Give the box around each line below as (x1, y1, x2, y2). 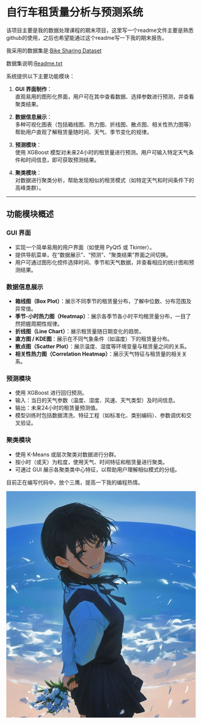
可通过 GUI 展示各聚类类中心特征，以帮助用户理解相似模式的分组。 (14, 465, 180, 473)
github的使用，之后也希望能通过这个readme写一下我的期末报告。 (6, 34, 167, 41)
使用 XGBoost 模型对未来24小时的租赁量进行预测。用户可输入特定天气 (14, 148, 189, 156)
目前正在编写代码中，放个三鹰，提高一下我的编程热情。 (6, 479, 143, 486)
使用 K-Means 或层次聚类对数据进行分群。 (14, 450, 120, 458)
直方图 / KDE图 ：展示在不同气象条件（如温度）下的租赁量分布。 (14, 335, 173, 342)
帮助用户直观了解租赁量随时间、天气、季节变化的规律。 (14, 128, 152, 136)
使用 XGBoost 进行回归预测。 (14, 389, 88, 397)
